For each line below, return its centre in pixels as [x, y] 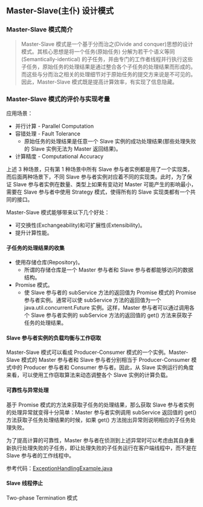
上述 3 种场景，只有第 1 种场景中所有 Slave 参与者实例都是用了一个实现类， [100, 169]
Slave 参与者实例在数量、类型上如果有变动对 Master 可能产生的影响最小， [105, 184]
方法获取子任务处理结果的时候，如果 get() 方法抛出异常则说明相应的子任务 [98, 420]
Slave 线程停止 [25, 483]
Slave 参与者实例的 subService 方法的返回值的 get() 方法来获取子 [112, 315]
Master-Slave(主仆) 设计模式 [60, 11]
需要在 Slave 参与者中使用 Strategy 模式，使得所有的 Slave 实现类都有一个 [98, 192]
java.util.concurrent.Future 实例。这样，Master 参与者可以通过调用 [107, 308]
